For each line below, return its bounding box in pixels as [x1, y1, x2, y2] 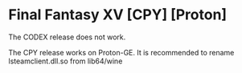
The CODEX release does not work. [8, 32, 126, 42]
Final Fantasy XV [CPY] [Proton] [8, 6, 228, 24]
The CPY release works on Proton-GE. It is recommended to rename [8, 47, 235, 57]
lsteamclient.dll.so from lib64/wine [8, 56, 123, 66]
